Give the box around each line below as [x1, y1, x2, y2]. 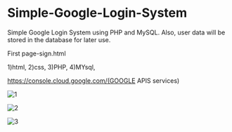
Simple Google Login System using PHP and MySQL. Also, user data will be [7, 28, 226, 37]
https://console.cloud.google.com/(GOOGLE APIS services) [7, 76, 180, 85]
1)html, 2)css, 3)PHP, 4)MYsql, [7, 62, 96, 71]
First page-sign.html [7, 49, 66, 58]
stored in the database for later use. [7, 35, 111, 44]
